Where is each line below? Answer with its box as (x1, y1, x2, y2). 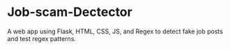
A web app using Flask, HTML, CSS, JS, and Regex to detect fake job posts (7, 27, 223, 35)
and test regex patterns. (7, 34, 77, 42)
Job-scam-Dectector (7, 4, 132, 20)
